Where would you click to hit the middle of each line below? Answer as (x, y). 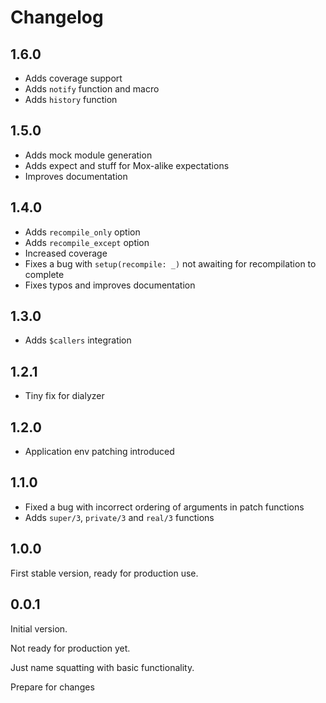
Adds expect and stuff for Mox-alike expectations (127, 165)
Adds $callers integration (78, 340)
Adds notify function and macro (92, 89)
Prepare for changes (52, 687)
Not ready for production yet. (70, 648)
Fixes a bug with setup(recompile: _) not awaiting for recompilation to (170, 263)
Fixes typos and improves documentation (110, 285)
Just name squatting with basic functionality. (102, 667)
